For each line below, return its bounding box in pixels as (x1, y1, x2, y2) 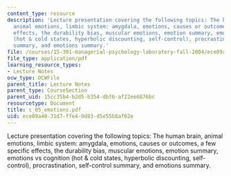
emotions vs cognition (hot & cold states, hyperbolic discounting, (7, 153, 191, 162)
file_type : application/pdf (7, 55, 88, 62)
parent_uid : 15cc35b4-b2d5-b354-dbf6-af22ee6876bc (7, 94, 155, 101)
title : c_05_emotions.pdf (7, 106, 81, 113)
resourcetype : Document (7, 100, 76, 107)
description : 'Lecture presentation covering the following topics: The (7, 17, 220, 23)
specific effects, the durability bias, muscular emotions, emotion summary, (7, 146, 219, 155)
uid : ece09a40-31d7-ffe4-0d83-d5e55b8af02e (7, 113, 134, 119)
